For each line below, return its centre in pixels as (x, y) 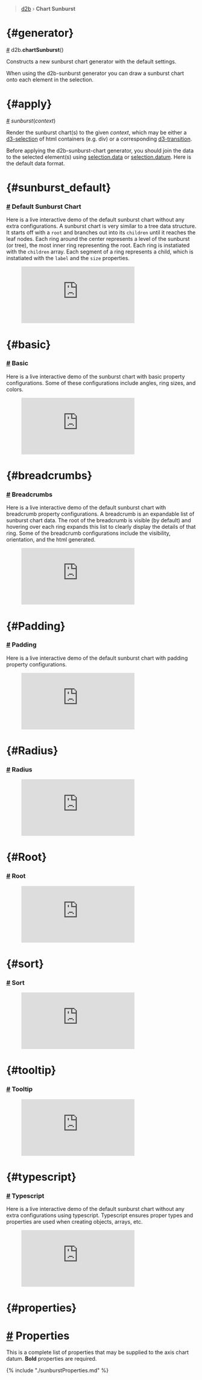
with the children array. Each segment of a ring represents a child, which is (100, 252)
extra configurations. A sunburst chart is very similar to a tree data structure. (101, 226)
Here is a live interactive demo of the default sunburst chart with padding (97, 658)
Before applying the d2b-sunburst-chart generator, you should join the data (100, 150)
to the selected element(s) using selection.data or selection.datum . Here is (99, 157)
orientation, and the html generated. (51, 540)
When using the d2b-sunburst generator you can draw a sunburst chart (95, 73)
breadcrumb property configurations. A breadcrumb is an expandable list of (100, 514)
